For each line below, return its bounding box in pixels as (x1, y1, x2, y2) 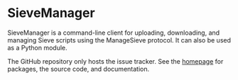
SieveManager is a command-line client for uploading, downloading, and (7, 28, 220, 37)
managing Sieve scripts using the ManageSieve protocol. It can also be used (7, 35, 232, 44)
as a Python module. (7, 43, 67, 52)
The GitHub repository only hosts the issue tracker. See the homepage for (7, 57, 224, 65)
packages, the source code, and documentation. (7, 64, 150, 73)
